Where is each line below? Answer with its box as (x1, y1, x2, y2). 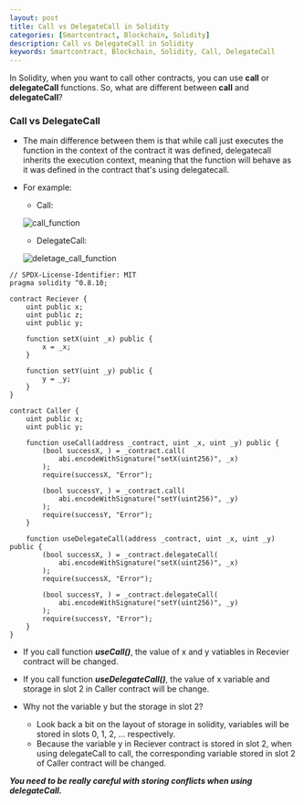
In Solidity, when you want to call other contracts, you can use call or (9, 72, 269, 83)
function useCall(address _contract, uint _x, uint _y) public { (26, 439, 280, 448)
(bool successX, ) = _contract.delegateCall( (42, 550, 219, 560)
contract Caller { (9, 407, 79, 416)
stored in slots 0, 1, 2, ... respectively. (36, 728, 176, 740)
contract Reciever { (9, 294, 89, 304)
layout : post (9, 13, 59, 23)
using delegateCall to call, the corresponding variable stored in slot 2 (36, 748, 296, 759)
